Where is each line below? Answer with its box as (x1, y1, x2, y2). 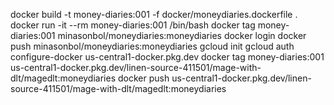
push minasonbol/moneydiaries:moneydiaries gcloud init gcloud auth (10, 40, 295, 52)
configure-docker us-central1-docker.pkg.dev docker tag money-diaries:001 (10, 51, 325, 63)
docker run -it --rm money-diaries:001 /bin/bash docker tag (10, 19, 256, 31)
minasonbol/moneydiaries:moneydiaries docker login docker (57, 30, 307, 41)
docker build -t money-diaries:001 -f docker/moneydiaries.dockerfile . (10, 9, 298, 20)
